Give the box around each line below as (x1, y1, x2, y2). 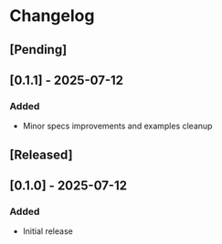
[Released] (9, 147, 73, 162)
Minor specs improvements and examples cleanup (22, 120, 213, 132)
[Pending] (9, 42, 68, 57)
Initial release (22, 226, 73, 237)
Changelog (9, 5, 95, 26)
